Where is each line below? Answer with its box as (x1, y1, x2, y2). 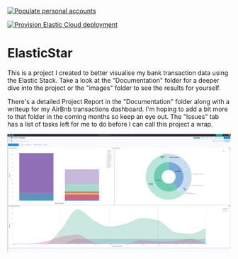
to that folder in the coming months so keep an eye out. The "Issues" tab (7, 112, 220, 120)
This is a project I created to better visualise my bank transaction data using (7, 68, 229, 77)
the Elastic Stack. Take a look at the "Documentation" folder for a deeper (7, 76, 220, 84)
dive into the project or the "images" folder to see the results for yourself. (7, 84, 221, 92)
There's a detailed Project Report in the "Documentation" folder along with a (7, 97, 230, 105)
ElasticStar (7, 45, 73, 62)
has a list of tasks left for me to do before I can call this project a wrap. (7, 120, 213, 128)
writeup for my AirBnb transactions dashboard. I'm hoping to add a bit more (7, 105, 228, 113)
